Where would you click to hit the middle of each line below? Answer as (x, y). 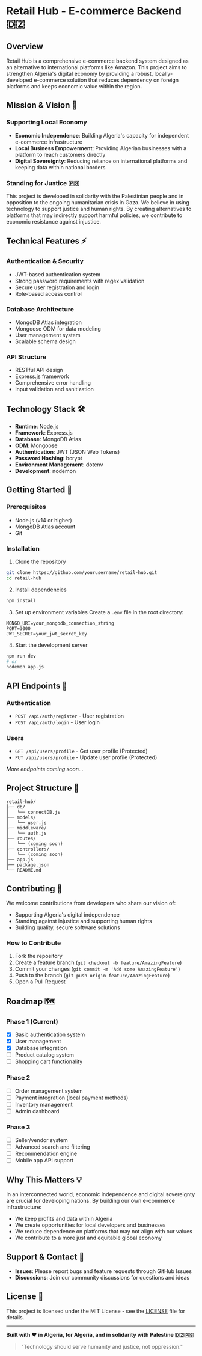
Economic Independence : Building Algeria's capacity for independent (102, 135)
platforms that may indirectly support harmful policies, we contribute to (94, 215)
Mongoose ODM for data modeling (58, 328)
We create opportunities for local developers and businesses (90, 1225)
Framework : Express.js (44, 433)
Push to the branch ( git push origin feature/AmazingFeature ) (92, 976)
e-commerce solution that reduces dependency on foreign (106, 80)
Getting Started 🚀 (39, 490)
